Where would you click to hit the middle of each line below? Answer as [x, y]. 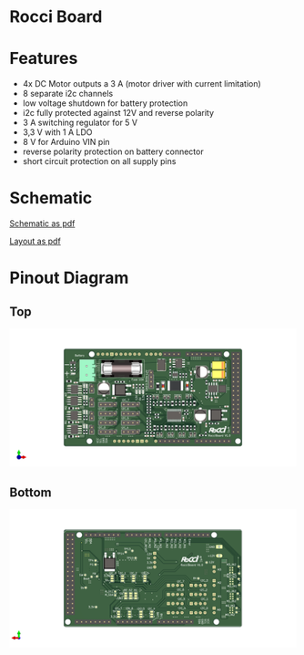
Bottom [30, 492]
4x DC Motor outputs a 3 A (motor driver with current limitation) [142, 84]
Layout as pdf [35, 241]
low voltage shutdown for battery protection [105, 103]
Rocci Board [56, 17]
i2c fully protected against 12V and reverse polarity [118, 113]
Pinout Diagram [69, 278]
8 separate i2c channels [68, 94]
